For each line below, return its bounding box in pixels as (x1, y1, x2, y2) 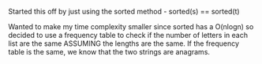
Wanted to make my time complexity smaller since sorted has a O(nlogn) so (8, 22, 254, 31)
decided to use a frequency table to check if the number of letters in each (8, 31, 249, 40)
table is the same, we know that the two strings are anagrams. (8, 47, 211, 56)
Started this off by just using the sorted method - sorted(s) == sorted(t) (8, 7, 240, 16)
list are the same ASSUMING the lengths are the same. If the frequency (8, 39, 239, 48)
